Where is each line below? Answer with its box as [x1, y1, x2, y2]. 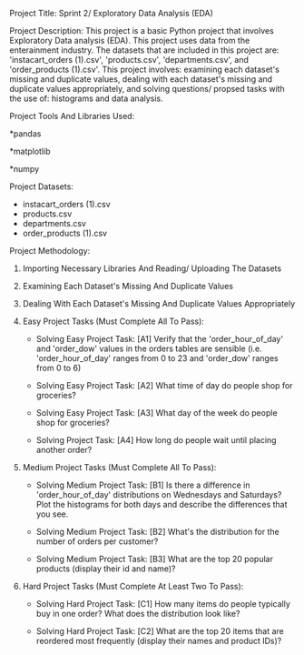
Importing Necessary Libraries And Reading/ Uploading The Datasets [22, 263, 282, 274]
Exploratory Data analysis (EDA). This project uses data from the [9, 35, 250, 45]
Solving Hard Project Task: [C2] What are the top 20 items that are [35, 626, 284, 636]
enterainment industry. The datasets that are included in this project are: [9, 45, 279, 55]
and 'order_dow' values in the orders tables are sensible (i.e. [35, 343, 262, 354]
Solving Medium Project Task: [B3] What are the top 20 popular [35, 554, 274, 564]
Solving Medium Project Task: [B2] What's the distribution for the [35, 527, 279, 537]
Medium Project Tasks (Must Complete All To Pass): [22, 462, 217, 472]
